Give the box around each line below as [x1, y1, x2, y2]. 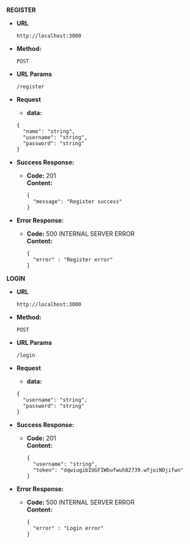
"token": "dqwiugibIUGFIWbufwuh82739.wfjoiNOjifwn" [32, 467, 184, 474]
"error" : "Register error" [32, 256, 114, 263]
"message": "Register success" [32, 198, 123, 205]
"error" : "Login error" [32, 525, 104, 532]
